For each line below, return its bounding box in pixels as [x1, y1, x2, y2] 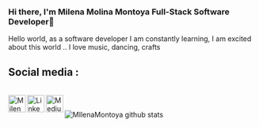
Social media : [8, 65, 79, 79]
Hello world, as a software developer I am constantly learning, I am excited [8, 34, 252, 43]
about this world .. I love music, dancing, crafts [8, 43, 161, 52]
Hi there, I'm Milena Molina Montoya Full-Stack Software [8, 6, 230, 17]
